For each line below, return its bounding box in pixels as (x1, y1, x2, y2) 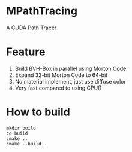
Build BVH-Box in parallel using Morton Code (14, 65, 127, 72)
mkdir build (6, 125, 36, 131)
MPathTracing (6, 4, 78, 18)
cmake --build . (6, 141, 47, 147)
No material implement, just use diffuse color (14, 78, 126, 85)
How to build (6, 105, 70, 119)
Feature (6, 45, 46, 59)
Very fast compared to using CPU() (14, 84, 102, 91)
